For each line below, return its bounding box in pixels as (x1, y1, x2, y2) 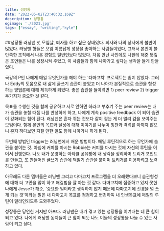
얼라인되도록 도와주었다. (14, 198, 60, 204)
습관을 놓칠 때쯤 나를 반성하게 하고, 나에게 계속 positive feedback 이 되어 (10, 110, 150, 115)
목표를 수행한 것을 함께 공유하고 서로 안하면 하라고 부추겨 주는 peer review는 (5, 104, 152, 110)
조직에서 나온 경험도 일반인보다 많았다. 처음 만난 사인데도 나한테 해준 (18, 52, 149, 58)
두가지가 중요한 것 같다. (5, 93, 50, 99)
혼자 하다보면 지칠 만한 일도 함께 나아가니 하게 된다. (10, 128, 108, 134)
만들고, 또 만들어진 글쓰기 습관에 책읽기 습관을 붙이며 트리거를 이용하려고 (10, 157, 149, 163)
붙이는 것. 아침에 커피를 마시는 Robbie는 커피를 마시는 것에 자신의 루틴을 (14, 144, 152, 150)
